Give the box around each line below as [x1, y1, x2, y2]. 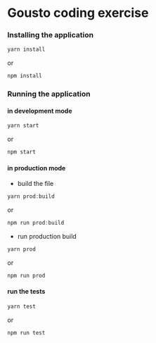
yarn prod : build [7, 193, 55, 200]
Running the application [7, 89, 91, 99]
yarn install [7, 46, 46, 54]
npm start [7, 149, 37, 156]
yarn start [7, 122, 39, 130]
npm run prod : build [7, 220, 65, 227]
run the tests [7, 287, 46, 296]
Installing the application [7, 30, 93, 40]
